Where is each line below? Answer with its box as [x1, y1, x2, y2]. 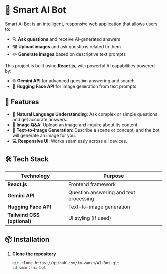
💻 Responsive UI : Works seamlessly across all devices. [12, 138, 128, 144]
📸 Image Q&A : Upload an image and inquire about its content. [12, 122, 139, 128]
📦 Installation [5, 235, 50, 244]
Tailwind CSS [7, 211, 40, 218]
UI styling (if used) [68, 214, 112, 221]
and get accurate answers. [12, 116, 68, 122]
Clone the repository [12, 251, 56, 257]
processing [68, 195, 94, 202]
